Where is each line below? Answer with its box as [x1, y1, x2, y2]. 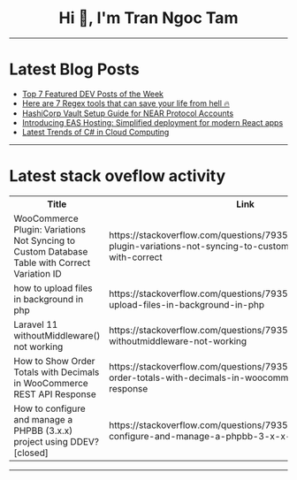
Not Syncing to [13, 234, 76, 247]
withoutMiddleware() [13, 329, 101, 341]
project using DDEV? [13, 435, 100, 447]
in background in [13, 293, 84, 305]
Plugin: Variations [13, 223, 87, 235]
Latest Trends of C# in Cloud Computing [21, 126, 170, 137]
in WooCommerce [13, 377, 88, 389]
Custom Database [13, 245, 88, 257]
